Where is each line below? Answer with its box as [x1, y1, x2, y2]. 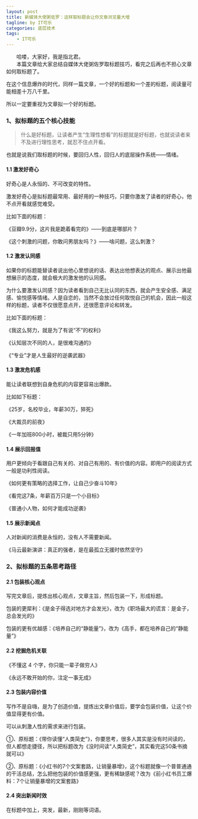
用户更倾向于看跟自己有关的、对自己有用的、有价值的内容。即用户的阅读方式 [6, 459, 192, 467]
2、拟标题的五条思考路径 [6, 562, 77, 571]
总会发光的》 [6, 613, 37, 620]
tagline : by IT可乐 [6, 20, 52, 25]
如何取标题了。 [6, 68, 42, 75]
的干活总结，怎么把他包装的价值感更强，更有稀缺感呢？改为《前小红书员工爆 [6, 770, 192, 777]
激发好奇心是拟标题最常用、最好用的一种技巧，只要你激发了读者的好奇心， [6, 193, 187, 200]
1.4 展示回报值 [6, 445, 41, 452]
